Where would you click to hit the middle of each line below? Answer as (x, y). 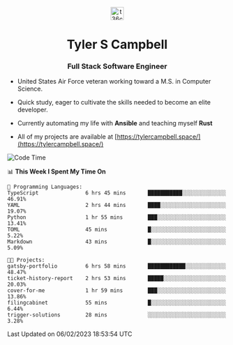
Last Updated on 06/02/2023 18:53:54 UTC (70, 334)
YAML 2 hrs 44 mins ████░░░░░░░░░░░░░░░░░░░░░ (117, 206)
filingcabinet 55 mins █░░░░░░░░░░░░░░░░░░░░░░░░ (117, 303)
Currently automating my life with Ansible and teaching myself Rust (115, 123)
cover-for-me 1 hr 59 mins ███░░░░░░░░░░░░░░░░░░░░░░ (117, 291)
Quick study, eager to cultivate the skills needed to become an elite (114, 102)
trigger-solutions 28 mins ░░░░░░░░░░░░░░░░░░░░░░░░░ (117, 315)
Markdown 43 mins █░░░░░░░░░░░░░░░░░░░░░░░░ (117, 242)
